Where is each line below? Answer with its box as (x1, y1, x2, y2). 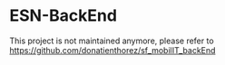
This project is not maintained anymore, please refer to (9, 35, 215, 46)
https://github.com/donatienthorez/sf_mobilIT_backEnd (9, 44, 216, 55)
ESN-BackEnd (9, 5, 118, 26)
